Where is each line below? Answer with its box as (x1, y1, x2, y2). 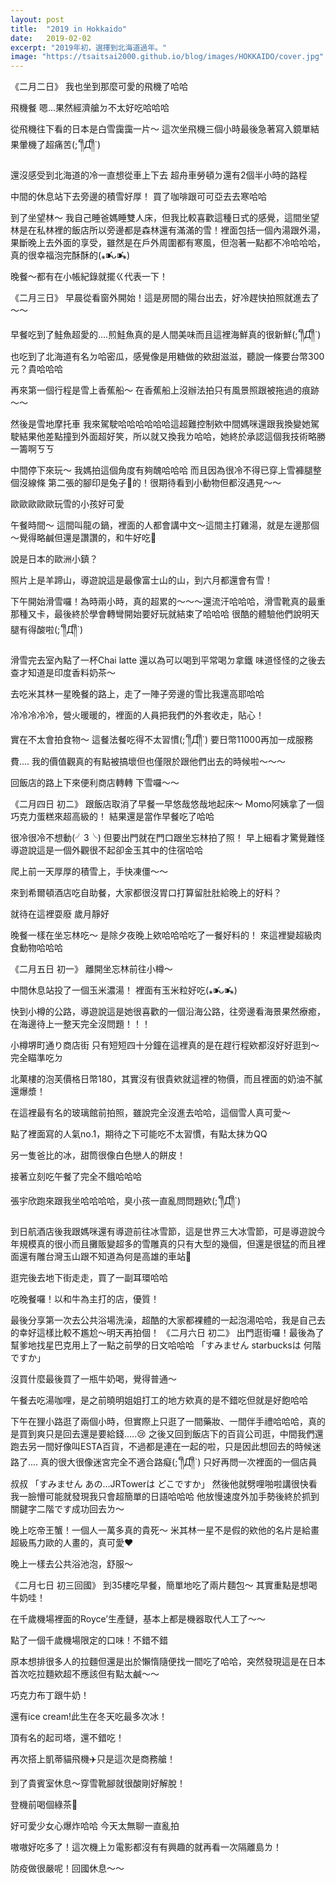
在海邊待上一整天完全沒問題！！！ (10, 1018, 151, 1030)
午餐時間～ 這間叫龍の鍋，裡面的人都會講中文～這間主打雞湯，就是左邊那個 (10, 519, 320, 531)
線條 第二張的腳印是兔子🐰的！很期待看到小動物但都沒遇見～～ (27, 477, 282, 489)
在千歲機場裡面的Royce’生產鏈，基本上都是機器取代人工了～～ (10, 1613, 266, 1625)
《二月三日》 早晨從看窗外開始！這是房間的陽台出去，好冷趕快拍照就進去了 (10, 292, 320, 304)
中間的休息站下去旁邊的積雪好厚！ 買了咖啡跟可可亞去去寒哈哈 (10, 191, 267, 203)
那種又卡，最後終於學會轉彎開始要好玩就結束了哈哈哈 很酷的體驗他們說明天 (10, 608, 320, 620)
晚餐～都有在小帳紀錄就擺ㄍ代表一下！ (10, 271, 168, 283)
